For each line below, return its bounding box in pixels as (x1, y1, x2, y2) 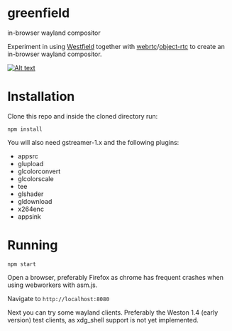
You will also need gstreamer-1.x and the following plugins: (7, 138, 179, 146)
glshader (17, 190, 44, 198)
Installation (7, 89, 75, 104)
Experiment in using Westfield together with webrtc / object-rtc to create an (7, 42, 225, 50)
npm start (7, 261, 37, 268)
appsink (17, 212, 41, 221)
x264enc (17, 205, 45, 213)
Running (7, 237, 58, 254)
